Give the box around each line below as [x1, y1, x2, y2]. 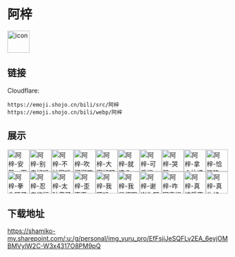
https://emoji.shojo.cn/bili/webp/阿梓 [7, 109, 123, 116]
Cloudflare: [7, 86, 40, 95]
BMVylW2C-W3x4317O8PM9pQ [7, 241, 101, 251]
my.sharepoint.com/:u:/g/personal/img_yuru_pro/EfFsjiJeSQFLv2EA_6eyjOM [7, 234, 228, 243]
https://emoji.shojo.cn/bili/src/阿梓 [7, 101, 119, 108]
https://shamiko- [7, 227, 56, 235]
